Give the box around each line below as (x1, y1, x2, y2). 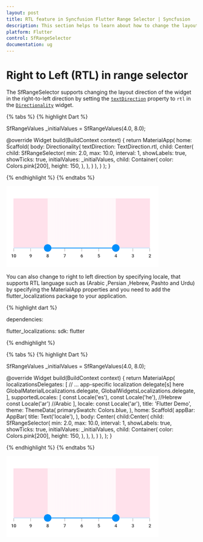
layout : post (6, 10, 39, 16)
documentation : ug (6, 42, 53, 48)
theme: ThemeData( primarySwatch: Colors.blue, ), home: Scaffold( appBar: (6, 406, 195, 414)
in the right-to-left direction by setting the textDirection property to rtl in (6, 94, 192, 102)
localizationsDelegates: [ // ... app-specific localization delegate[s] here (6, 380, 184, 388)
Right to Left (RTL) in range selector (6, 68, 188, 82)
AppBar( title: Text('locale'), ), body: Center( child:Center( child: (6, 413, 164, 420)
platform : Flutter (6, 29, 53, 35)
